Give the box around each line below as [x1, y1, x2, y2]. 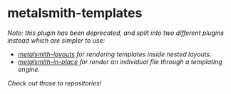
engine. [17, 65, 41, 73]
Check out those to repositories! [7, 78, 102, 87]
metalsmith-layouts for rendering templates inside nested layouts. [17, 50, 212, 58]
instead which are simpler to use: [7, 36, 106, 44]
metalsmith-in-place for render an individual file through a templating [17, 57, 222, 66]
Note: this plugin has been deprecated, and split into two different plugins [7, 28, 225, 37]
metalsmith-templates [7, 5, 143, 21]
